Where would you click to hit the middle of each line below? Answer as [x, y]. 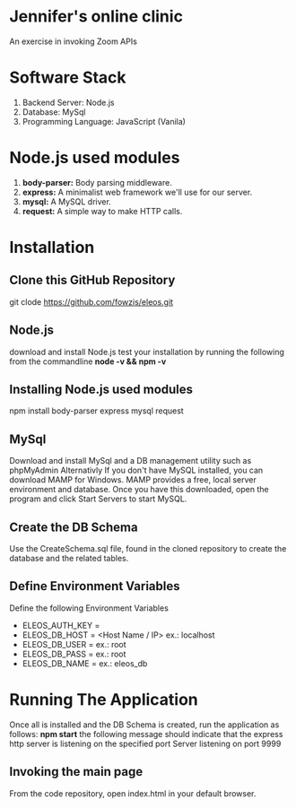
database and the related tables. [69, 559]
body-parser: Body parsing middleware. [97, 182]
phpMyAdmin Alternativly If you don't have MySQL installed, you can [136, 470]
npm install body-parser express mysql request [96, 411]
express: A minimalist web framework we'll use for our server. [137, 192]
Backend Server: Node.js [68, 102]
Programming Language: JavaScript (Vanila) [104, 121]
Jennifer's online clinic [96, 17]
